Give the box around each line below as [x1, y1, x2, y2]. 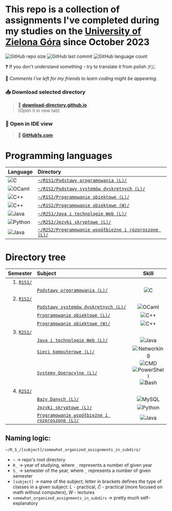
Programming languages [5, 150, 113, 161]
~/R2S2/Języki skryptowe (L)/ [37, 219, 112, 225]
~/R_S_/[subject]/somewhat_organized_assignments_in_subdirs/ [5, 447, 141, 453]
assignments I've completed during [5, 14, 160, 26]
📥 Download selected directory [5, 88, 86, 95]
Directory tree [5, 251, 66, 263]
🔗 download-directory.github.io [17, 102, 87, 108]
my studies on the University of [5, 26, 142, 37]
